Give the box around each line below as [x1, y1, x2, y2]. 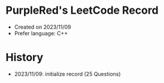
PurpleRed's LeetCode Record [5, 4, 159, 17]
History [5, 51, 44, 64]
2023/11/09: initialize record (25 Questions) [14, 70, 121, 78]
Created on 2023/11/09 [14, 23, 71, 30]
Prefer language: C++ [14, 29, 68, 36]
